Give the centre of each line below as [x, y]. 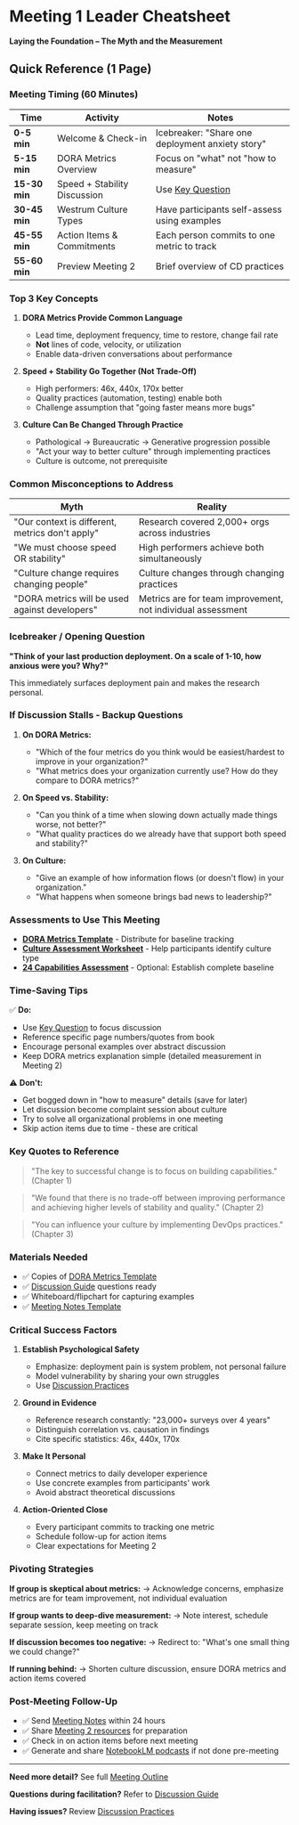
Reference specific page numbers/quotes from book [118, 1037]
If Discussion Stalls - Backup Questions [97, 715]
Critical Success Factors [63, 1330]
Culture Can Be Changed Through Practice [103, 424]
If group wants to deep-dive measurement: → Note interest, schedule [139, 1615]
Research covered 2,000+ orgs [204, 522]
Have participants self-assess [218, 209]
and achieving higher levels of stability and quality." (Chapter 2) [147, 1207]
